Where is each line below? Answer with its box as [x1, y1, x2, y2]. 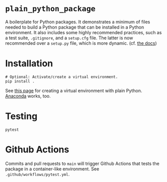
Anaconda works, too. [5, 93, 51, 99]
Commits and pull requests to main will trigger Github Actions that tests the [5, 160, 159, 166]
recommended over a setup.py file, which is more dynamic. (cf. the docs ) [5, 40, 157, 46]
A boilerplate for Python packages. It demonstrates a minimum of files [5, 19, 150, 25]
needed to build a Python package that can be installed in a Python [5, 24, 144, 30]
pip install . [5, 78, 35, 84]
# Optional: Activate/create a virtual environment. [5, 74, 118, 79]
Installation [5, 58, 53, 69]
